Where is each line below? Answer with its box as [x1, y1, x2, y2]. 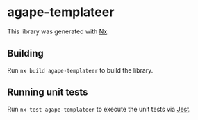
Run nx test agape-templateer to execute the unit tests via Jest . [7, 105, 191, 113]
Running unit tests [7, 87, 88, 98]
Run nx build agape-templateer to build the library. [7, 66, 154, 74]
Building [7, 47, 44, 59]
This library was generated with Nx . [7, 27, 109, 36]
